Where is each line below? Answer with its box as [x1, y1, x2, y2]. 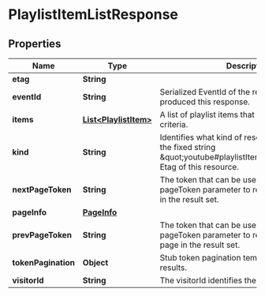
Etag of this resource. [159, 162, 239, 172]
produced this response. [159, 96, 251, 107]
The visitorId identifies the [159, 275, 256, 286]
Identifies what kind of [159, 132, 243, 143]
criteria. [159, 119, 188, 129]
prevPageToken [12, 230, 73, 240]
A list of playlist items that [159, 109, 255, 120]
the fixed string [159, 142, 216, 152]
